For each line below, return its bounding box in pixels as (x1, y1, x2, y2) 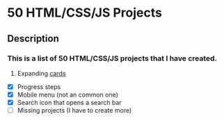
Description (7, 33, 59, 45)
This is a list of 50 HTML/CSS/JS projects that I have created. (7, 54, 218, 63)
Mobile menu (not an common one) (17, 90, 118, 99)
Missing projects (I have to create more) (17, 106, 132, 115)
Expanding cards (17, 69, 66, 77)
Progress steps (17, 82, 61, 91)
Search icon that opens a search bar (17, 99, 122, 106)
